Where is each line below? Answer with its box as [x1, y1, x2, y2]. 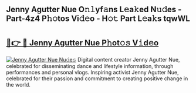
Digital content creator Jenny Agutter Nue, [77, 56, 180, 63]
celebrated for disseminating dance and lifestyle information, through [6, 63, 174, 69]
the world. [6, 81, 31, 88]
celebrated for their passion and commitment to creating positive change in [6, 75, 188, 82]
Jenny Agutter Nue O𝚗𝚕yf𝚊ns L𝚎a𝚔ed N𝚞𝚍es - [6, 5, 182, 15]
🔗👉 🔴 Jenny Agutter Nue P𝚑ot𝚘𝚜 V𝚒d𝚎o [6, 38, 159, 48]
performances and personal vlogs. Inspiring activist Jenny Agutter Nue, [6, 69, 179, 76]
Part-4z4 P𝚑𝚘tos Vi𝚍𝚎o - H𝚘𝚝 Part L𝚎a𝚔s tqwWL [6, 14, 191, 24]
